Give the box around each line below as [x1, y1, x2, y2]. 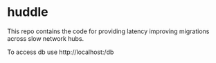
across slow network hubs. [7, 34, 84, 42]
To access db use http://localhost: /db [7, 48, 114, 56]
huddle [7, 4, 48, 20]
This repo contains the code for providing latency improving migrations [7, 27, 210, 35]
